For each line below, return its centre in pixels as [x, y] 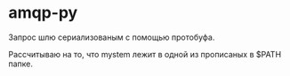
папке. [20, 64]
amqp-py [43, 13]
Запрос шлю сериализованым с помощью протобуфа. [112, 37]
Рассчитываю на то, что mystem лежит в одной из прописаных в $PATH [145, 54]
